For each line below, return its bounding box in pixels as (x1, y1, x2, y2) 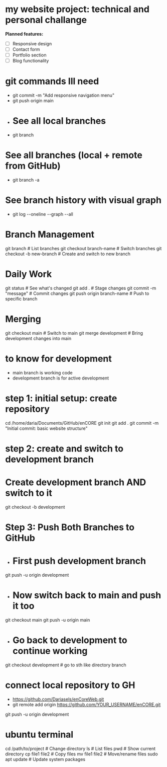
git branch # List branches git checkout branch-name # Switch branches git (5, 245, 162, 251)
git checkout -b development (5, 504, 65, 510)
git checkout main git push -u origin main (5, 617, 90, 623)
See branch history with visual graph (5, 195, 162, 206)
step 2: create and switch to (5, 443, 124, 454)
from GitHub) (5, 160, 61, 172)
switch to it (5, 487, 53, 499)
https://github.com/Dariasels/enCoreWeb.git (12, 696, 104, 702)
